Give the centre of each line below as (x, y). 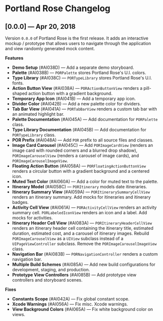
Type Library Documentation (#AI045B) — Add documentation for (79, 130)
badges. (20, 202)
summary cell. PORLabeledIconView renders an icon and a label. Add (80, 212)
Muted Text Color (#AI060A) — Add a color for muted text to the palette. (85, 181)
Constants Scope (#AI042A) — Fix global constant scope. (71, 299)
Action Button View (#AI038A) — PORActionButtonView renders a (77, 88)
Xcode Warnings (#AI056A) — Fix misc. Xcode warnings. (70, 304)
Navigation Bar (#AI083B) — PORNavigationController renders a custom (85, 254)
